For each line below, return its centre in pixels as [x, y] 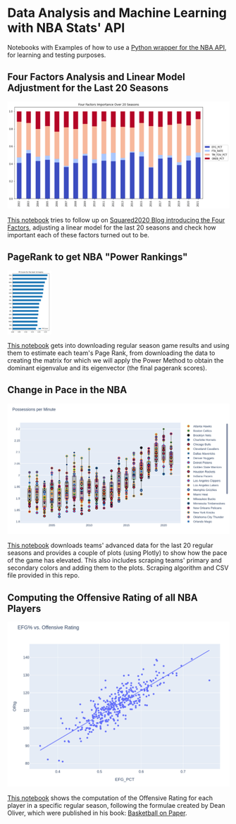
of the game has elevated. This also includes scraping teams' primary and [114, 561]
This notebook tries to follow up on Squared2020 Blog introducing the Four [116, 220]
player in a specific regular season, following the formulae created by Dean [116, 806]
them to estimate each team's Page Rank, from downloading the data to [111, 353]
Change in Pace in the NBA [67, 390]
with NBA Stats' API [66, 28]
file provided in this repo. [43, 575]
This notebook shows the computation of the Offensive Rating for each [110, 798]
